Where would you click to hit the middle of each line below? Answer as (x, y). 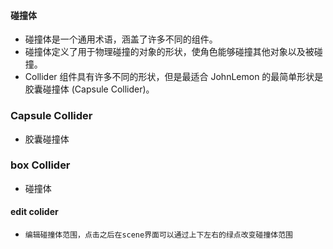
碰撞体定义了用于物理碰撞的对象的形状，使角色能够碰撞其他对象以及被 (169, 52)
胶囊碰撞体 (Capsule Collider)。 (89, 89)
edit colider (34, 212)
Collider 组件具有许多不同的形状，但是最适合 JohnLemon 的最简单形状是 (174, 77)
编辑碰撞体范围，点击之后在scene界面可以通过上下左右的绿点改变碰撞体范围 (158, 235)
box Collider (40, 165)
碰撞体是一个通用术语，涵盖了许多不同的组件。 (121, 39)
